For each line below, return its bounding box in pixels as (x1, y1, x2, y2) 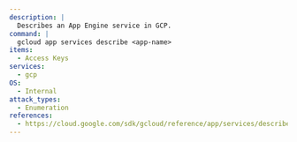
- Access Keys (17, 54, 69, 63)
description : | (9, 12, 65, 22)
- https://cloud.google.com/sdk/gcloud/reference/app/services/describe (17, 120, 291, 129)
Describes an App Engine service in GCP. (17, 21, 172, 30)
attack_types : (9, 94, 62, 104)
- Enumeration (17, 103, 69, 112)
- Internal (17, 86, 57, 95)
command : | (9, 29, 49, 38)
